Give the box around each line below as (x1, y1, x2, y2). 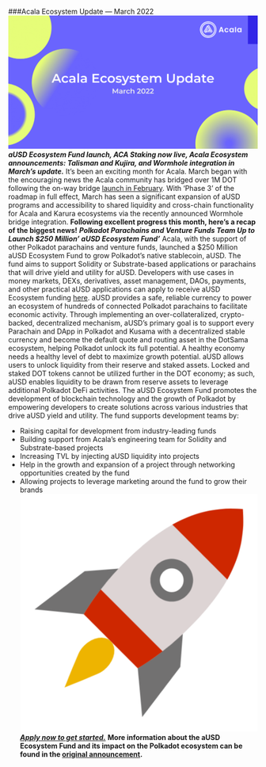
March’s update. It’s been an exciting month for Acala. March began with (8, 166, 248, 177)
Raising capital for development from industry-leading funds (19, 426, 217, 436)
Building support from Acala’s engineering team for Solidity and (19, 435, 227, 445)
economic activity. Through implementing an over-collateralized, (8, 310, 218, 319)
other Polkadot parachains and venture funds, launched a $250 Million (8, 242, 238, 252)
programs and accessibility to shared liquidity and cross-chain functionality (8, 200, 254, 210)
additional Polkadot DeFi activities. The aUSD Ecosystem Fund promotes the (8, 386, 257, 395)
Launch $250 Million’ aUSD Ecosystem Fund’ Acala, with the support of (8, 234, 247, 244)
